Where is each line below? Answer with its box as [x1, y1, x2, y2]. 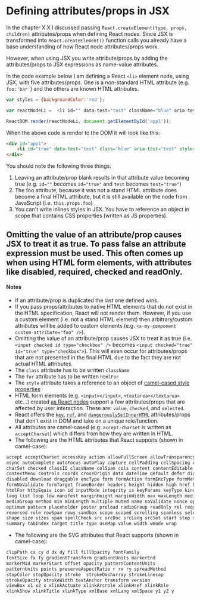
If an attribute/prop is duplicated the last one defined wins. [14, 297, 159, 304]
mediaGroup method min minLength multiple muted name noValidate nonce [6, 499, 187, 504]
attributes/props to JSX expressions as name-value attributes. [6, 61, 159, 68]
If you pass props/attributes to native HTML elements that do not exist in [14, 303, 193, 310]
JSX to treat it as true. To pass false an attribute [6, 239, 186, 249]
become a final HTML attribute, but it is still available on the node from [14, 193, 187, 201]
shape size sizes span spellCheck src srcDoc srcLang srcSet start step [6, 515, 190, 521]
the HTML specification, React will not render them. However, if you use [14, 309, 192, 316]
